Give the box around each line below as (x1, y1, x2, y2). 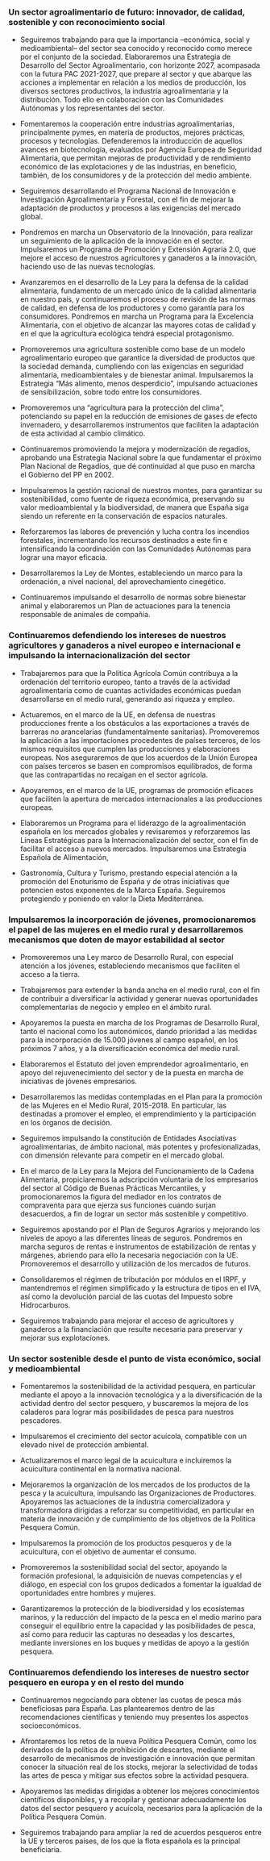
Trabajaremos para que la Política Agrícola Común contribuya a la (19, 668, 239, 678)
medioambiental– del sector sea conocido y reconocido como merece (19, 44, 252, 53)
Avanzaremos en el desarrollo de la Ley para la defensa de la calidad (19, 277, 249, 287)
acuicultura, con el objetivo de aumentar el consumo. (19, 1547, 197, 1557)
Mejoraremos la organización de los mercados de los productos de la (19, 1479, 251, 1490)
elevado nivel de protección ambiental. (19, 1440, 149, 1450)
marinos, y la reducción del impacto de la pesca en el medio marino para (19, 1613, 262, 1622)
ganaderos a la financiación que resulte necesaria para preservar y (19, 1324, 243, 1333)
